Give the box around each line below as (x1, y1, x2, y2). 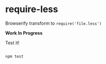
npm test (5, 54, 24, 59)
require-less (5, 4, 58, 15)
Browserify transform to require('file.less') (5, 20, 102, 26)
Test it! (5, 39, 20, 46)
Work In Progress (5, 30, 43, 36)
